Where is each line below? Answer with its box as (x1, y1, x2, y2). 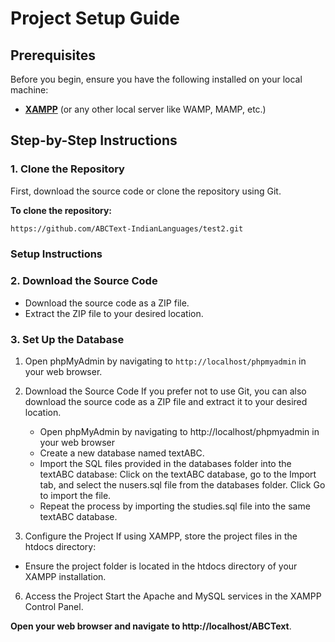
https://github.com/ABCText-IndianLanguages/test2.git (10, 223, 244, 234)
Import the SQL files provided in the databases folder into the (39, 458, 292, 470)
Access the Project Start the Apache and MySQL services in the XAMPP (24, 590, 322, 602)
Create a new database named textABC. (39, 447, 205, 459)
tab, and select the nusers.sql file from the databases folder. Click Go (39, 479, 326, 491)
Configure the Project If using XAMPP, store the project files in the (24, 530, 298, 542)
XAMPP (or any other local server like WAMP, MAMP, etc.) (24, 103, 267, 115)
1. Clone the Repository (10, 162, 125, 176)
